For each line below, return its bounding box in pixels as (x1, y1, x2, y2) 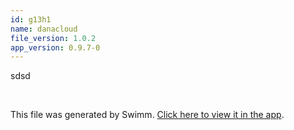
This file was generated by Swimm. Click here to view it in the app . (10, 109, 285, 121)
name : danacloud (10, 24, 78, 34)
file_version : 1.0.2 (10, 33, 97, 43)
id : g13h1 (10, 14, 52, 25)
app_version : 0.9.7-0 (10, 42, 101, 53)
